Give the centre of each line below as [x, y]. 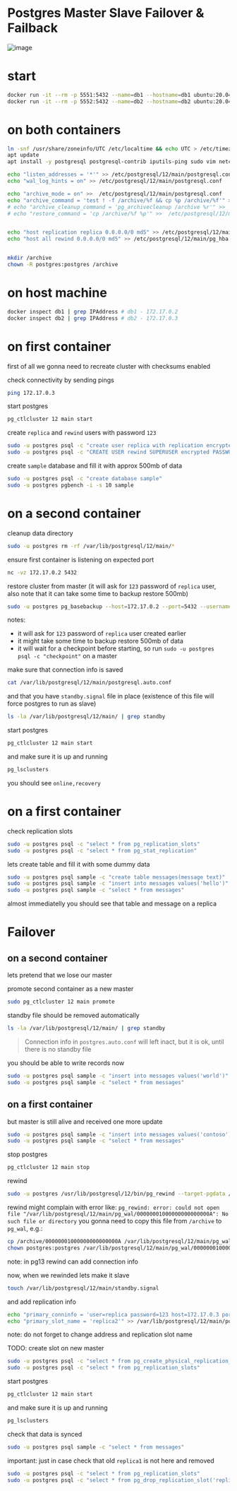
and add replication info [42, 1302]
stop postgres [28, 1154]
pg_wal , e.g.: [25, 1228]
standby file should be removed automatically [73, 1016]
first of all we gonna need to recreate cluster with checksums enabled [109, 366]
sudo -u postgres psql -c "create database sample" [85, 479]
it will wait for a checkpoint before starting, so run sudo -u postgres [116, 648]
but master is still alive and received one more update [85, 1122]
